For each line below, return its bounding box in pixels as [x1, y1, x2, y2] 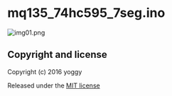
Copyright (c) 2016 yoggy [7, 67, 82, 76]
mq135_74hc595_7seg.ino [7, 5, 166, 21]
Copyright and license [7, 49, 108, 61]
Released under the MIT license [7, 81, 101, 90]
